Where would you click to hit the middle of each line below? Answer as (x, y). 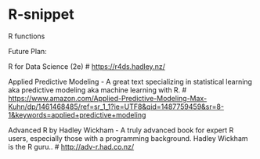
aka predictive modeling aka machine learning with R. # (97, 90)
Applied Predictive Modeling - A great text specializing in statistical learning (130, 81)
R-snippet (41, 14)
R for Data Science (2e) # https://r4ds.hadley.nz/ (87, 66)
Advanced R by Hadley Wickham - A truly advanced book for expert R (121, 130)
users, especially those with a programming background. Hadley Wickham (128, 138)
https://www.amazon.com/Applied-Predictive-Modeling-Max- (108, 98)
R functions (27, 36)
